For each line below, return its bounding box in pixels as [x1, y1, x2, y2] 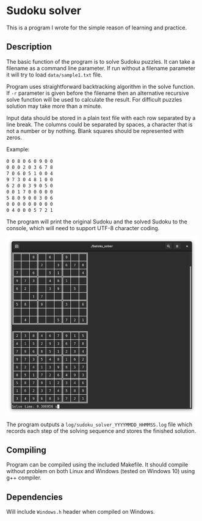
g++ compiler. [6, 474, 41, 481]
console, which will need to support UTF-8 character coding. [6, 224, 160, 231]
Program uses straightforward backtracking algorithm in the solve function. [6, 83, 195, 90]
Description [6, 42, 52, 52]
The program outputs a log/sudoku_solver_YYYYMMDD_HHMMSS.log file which [6, 421, 193, 428]
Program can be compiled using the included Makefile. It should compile [6, 461, 189, 468]
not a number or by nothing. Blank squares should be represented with [6, 127, 184, 135]
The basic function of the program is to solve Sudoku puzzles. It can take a [6, 58, 195, 65]
